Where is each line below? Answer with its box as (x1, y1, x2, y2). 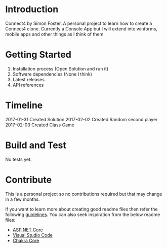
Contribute (5, 174, 52, 186)
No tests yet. (5, 156, 32, 162)
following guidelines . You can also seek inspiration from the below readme (5, 211, 160, 218)
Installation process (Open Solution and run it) (12, 65, 109, 72)
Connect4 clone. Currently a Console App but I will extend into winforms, (5, 25, 158, 31)
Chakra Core (12, 237, 39, 243)
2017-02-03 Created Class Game (5, 122, 75, 128)
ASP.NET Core (12, 227, 43, 233)
